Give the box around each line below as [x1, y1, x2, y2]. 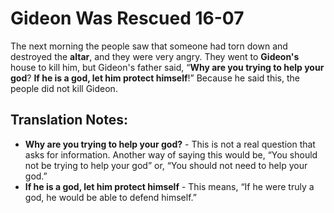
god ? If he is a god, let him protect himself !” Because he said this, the [10, 72, 300, 84]
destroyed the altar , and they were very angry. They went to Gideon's [10, 50, 300, 62]
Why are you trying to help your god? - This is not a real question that [24, 138, 316, 150]
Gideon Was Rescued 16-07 [10, 7, 245, 30]
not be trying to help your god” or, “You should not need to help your [24, 159, 308, 171]
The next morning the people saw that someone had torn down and [10, 40, 288, 52]
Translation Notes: [10, 112, 128, 129]
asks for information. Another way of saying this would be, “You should [24, 148, 318, 161]
